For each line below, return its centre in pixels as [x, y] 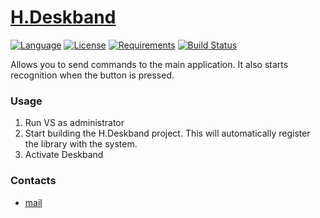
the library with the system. [81, 144]
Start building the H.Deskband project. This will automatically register [167, 133]
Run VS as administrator [74, 123]
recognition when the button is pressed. [92, 75]
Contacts [33, 181]
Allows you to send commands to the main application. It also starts [149, 64]
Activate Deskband [64, 155]
